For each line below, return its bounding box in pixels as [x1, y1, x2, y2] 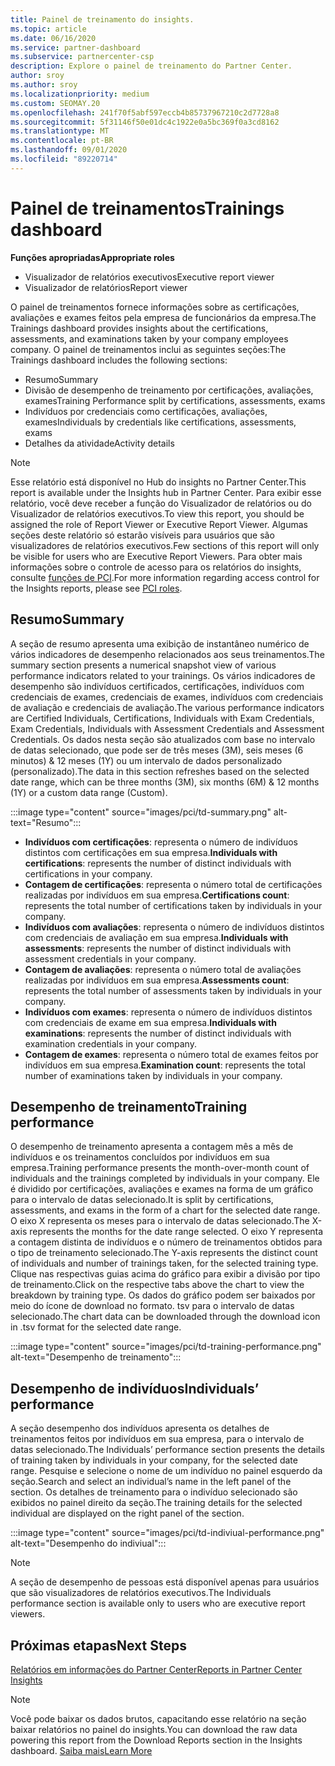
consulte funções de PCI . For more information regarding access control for [10, 571, 320, 583]
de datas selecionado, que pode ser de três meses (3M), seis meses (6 [10, 744, 304, 756]
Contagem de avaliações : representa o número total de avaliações [24, 963, 302, 975]
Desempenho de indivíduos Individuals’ [10, 1380, 260, 1397]
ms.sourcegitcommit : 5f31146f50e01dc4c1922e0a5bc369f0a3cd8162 [10, 117, 280, 127]
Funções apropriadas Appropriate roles [10, 251, 175, 263]
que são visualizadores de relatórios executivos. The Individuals [10, 1587, 272, 1599]
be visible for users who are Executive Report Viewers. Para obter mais [10, 550, 303, 562]
